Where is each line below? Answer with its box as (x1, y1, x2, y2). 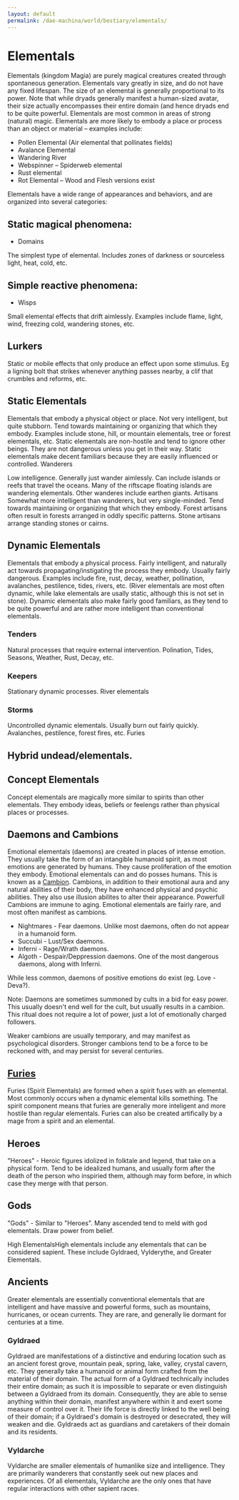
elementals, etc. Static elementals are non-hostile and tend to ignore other (7, 437, 226, 445)
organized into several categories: (7, 198, 108, 206)
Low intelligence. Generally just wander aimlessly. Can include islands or (7, 473, 221, 482)
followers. (7, 1018, 37, 1026)
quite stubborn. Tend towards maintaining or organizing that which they (7, 422, 218, 430)
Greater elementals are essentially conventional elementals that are (7, 1294, 205, 1303)
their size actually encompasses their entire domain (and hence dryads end (7, 101, 230, 111)
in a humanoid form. (17, 929, 77, 938)
